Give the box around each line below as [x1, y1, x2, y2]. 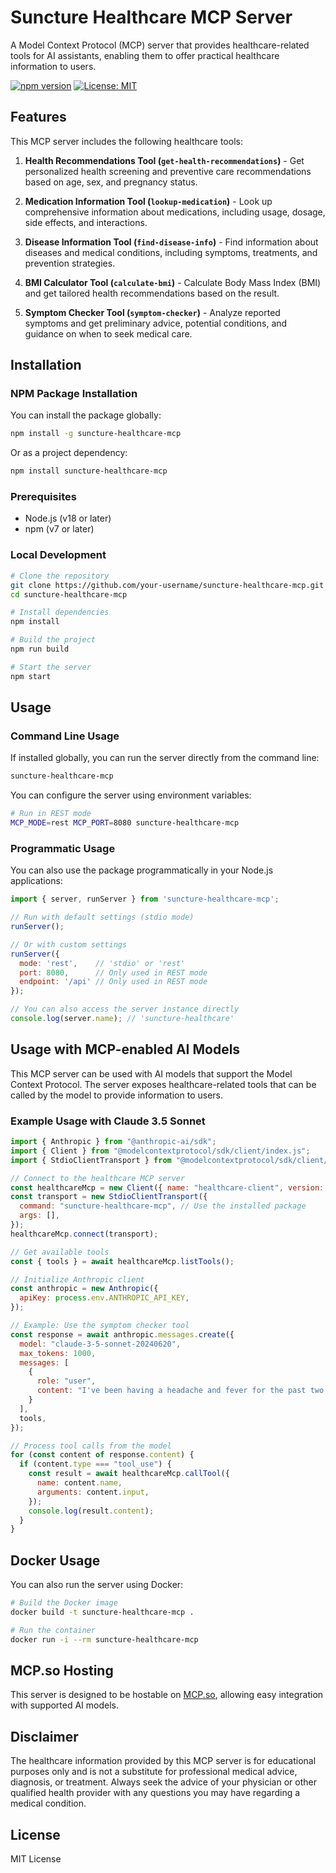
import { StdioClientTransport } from [10, 1155, 172, 1165]
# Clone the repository [10, 571, 110, 581]
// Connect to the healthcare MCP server [10, 1173, 186, 1183]
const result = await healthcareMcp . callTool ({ [28, 1469, 230, 1479]
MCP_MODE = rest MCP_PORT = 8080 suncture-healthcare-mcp [10, 818, 240, 828]
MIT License [10, 1853, 62, 1865]
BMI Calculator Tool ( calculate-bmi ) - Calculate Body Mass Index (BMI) [24, 276, 322, 288]
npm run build [10, 644, 70, 655]
